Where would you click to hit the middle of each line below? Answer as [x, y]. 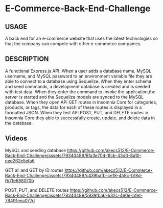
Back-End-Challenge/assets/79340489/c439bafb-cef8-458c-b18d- [74, 175]
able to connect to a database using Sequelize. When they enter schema [78, 81]
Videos [16, 139]
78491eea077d [20, 200]
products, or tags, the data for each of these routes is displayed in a [73, 107]
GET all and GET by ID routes [34, 170]
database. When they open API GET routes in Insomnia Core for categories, [81, 102]
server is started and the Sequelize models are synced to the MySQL [74, 97]
